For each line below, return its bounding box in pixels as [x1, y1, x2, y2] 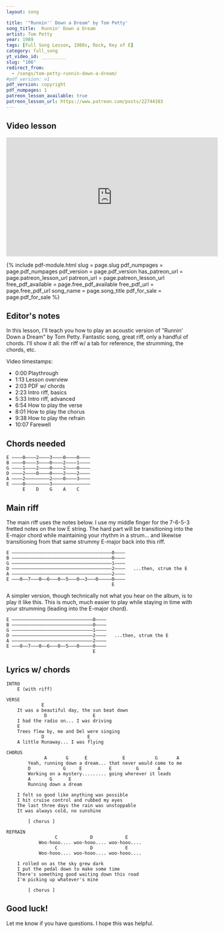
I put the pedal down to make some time [17, 866, 120, 872]
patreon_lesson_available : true [6, 93, 88, 99]
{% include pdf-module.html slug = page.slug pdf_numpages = [6, 261, 163, 268]
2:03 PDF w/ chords [14, 382, 65, 390]
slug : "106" [6, 59, 36, 65]
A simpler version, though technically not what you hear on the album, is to [6, 592, 193, 599]
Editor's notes [6, 311, 60, 321]
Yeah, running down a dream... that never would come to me [28, 760, 182, 766]
